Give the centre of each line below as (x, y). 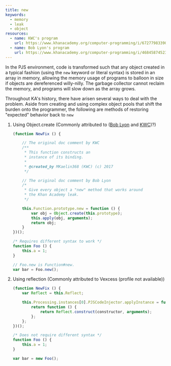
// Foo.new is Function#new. (44, 265)
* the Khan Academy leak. (52, 195)
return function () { (54, 307)
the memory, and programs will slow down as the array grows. (70, 88)
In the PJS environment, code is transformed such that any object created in (85, 67)
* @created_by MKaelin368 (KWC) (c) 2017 (69, 166)
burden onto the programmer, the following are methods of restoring (77, 109)
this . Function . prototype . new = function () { (71, 208)
